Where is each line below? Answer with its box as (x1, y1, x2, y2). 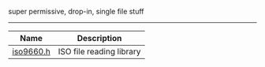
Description (77, 33, 122, 43)
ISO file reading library (58, 47, 141, 57)
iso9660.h (12, 47, 51, 57)
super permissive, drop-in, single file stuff (8, 7, 144, 16)
